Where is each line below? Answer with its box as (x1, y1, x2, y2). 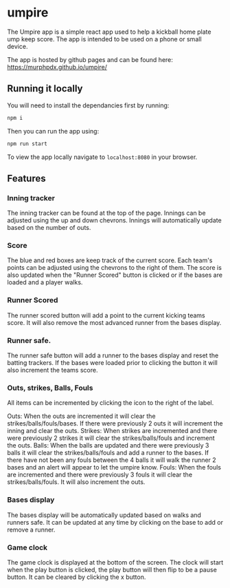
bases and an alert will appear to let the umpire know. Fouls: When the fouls (7, 463, 222, 472)
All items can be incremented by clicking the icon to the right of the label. (7, 399, 214, 407)
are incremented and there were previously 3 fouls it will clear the (7, 470, 193, 479)
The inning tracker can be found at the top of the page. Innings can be (7, 209, 206, 218)
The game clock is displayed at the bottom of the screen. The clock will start (7, 558, 224, 566)
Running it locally (7, 83, 83, 94)
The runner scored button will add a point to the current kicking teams (7, 311, 205, 319)
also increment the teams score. (7, 366, 98, 375)
